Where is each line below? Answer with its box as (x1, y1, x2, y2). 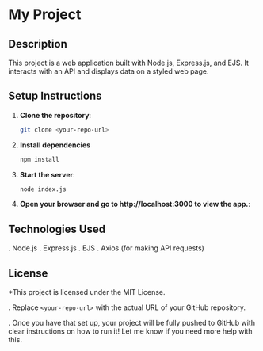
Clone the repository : (19, 110, 92, 120)
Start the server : (19, 170, 75, 179)
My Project (8, 6, 82, 24)
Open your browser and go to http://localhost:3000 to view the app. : (19, 200, 251, 209)
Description (8, 37, 67, 51)
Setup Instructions (8, 90, 102, 103)
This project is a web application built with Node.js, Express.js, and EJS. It (8, 58, 250, 67)
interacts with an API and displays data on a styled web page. (8, 67, 209, 76)
